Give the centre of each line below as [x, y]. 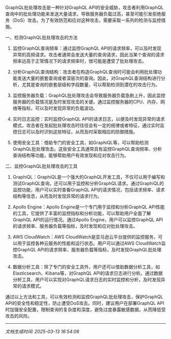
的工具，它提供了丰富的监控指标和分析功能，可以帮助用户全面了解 [82, 213]
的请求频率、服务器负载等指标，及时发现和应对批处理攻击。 [75, 226]
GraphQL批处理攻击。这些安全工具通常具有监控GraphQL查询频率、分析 [87, 149]
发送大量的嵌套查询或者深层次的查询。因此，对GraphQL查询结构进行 [89, 78]
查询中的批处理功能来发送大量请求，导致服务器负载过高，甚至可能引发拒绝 [83, 14]
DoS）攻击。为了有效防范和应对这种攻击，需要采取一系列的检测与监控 [88, 20]
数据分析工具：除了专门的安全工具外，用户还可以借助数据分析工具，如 [86, 267]
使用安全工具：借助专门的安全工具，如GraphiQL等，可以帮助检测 [81, 142]
